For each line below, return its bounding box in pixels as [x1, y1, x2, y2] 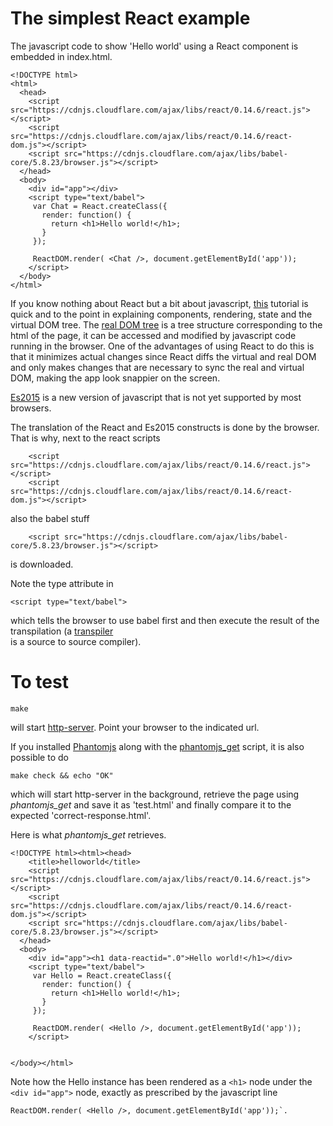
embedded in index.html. [10, 50, 113, 62]
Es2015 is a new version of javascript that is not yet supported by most [10, 391, 302, 403]
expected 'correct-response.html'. [10, 809, 152, 821]
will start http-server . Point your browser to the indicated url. [10, 721, 260, 733]
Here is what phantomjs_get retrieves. [10, 828, 167, 841]
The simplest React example [10, 7, 251, 30]
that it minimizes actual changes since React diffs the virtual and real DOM [10, 350, 317, 362]
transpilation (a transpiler [10, 625, 114, 637]
